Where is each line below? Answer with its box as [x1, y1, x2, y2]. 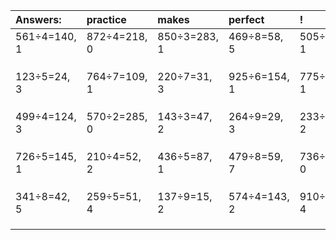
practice [86, 13, 127, 26]
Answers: [15, 13, 62, 26]
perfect [228, 13, 265, 26]
